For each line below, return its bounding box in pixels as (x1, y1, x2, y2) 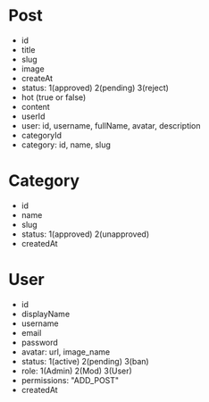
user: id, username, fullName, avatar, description (21, 120, 202, 130)
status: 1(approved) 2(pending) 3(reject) (21, 82, 169, 93)
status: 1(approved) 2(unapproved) (21, 229, 150, 239)
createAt (21, 72, 54, 83)
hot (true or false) (21, 91, 87, 103)
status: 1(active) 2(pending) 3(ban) (21, 356, 149, 366)
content (21, 101, 50, 112)
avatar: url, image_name (21, 346, 111, 357)
